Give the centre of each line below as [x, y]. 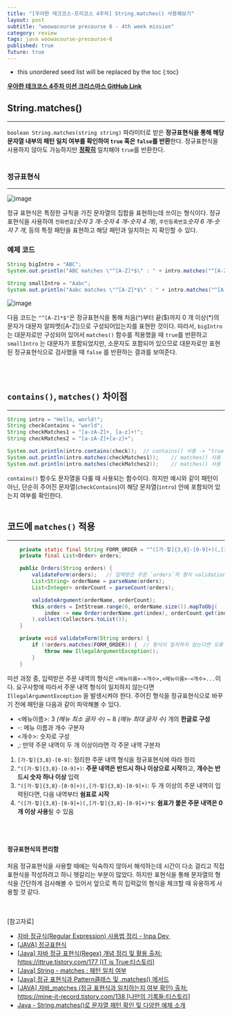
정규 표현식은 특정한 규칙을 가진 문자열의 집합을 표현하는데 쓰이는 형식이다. [108, 212]
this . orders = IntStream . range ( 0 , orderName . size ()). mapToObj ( [125, 607]
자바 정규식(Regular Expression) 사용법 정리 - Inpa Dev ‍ [94, 936]
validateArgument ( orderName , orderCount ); [94, 600]
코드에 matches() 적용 [51, 527]
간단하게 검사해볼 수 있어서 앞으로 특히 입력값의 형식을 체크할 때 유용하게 [117, 883]
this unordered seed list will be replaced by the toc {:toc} [98, 72]
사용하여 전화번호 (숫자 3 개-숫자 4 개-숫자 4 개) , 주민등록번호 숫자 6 [118, 221]
